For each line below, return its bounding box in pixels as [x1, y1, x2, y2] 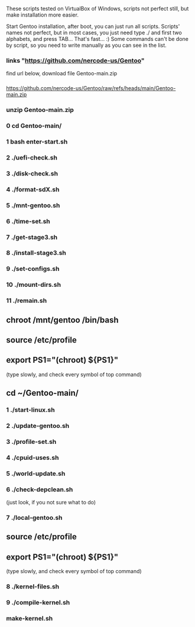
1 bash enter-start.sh [6, 137, 68, 146]
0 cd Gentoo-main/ [6, 121, 62, 130]
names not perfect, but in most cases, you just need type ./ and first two [6, 29, 182, 36]
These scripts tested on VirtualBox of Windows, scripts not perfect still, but [6, 5, 189, 12]
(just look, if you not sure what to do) [6, 499, 96, 506]
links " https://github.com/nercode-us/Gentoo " [6, 56, 145, 65]
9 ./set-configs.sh [6, 265, 60, 273]
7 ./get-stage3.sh [6, 233, 58, 241]
